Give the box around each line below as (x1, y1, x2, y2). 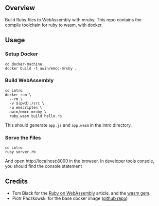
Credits (5, 177, 28, 186)
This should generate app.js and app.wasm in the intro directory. (5, 122, 132, 128)
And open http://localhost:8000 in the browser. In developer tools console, (5, 158, 155, 164)
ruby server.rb (5, 150, 36, 154)
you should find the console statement (5, 163, 82, 169)
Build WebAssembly (5, 77, 54, 84)
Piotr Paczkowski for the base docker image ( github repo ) (12, 195, 128, 201)
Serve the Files (5, 134, 41, 141)
